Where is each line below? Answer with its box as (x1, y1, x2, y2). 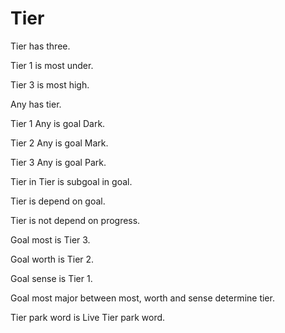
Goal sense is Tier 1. (10, 272, 93, 284)
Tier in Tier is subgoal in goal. (10, 175, 133, 187)
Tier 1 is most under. (10, 59, 94, 71)
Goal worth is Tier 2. (10, 253, 95, 265)
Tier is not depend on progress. (10, 214, 141, 226)
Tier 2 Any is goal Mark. (10, 137, 109, 149)
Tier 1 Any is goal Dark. (10, 117, 106, 129)
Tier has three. (10, 40, 71, 52)
